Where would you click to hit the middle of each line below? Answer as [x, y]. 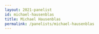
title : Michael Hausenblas [33, 19]
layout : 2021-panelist [28, 10]
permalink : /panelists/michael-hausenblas [49, 24]
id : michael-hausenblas [29, 14]
